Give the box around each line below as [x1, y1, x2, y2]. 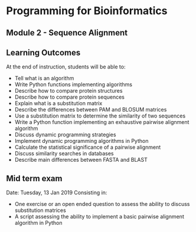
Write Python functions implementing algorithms [14, 81, 133, 88]
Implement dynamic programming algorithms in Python [14, 138, 149, 145]
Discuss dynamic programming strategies [14, 131, 116, 138]
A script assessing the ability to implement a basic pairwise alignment [14, 213, 184, 220]
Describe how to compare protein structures [14, 87, 123, 94]
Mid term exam [6, 173, 63, 184]
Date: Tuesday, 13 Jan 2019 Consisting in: [6, 189, 107, 196]
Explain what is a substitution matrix [14, 100, 103, 107]
